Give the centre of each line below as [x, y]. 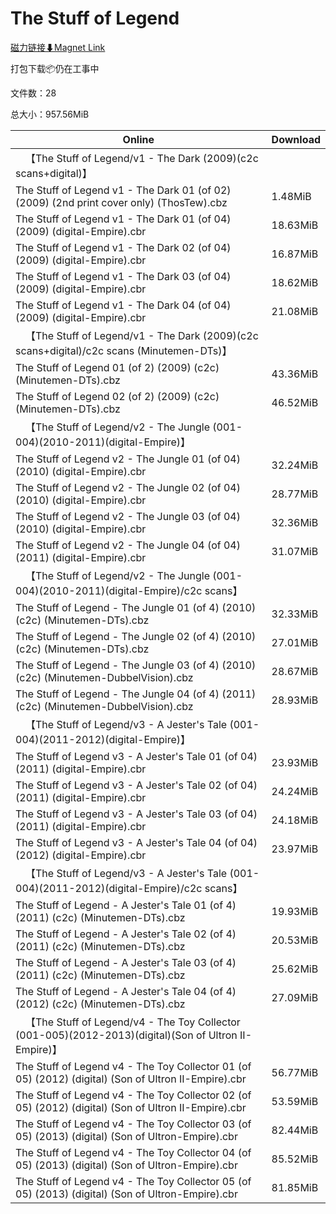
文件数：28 [33, 93]
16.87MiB [295, 254]
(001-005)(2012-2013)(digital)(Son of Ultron [126, 1035]
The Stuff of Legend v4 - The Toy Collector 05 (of [133, 1181]
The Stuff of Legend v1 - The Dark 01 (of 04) [123, 219]
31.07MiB [295, 551]
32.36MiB [295, 522]
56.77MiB [295, 1072]
